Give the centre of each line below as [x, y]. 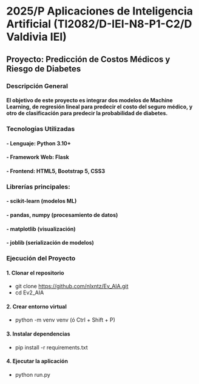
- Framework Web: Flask [38, 157]
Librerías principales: [39, 187]
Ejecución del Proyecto [41, 259]
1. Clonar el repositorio [35, 273]
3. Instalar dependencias [38, 334]
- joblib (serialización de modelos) [50, 243]
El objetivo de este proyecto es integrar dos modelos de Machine [89, 101]
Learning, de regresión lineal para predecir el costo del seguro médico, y [99, 107]
